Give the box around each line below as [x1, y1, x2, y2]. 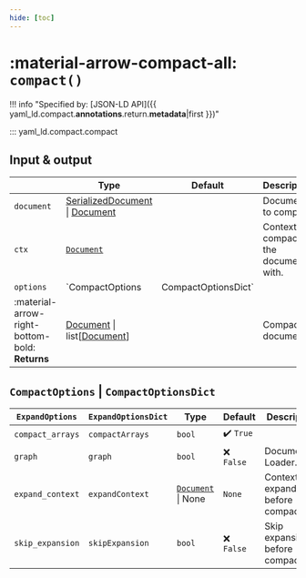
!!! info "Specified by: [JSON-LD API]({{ [9, 98, 158, 109]
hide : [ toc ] [9, 13, 55, 23]
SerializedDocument [66, 195, 153, 208]
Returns [14, 352, 50, 365]
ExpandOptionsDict [87, 411, 168, 422]
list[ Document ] [66, 330, 130, 342]
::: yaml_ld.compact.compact [9, 126, 118, 137]
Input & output [9, 152, 93, 167]
